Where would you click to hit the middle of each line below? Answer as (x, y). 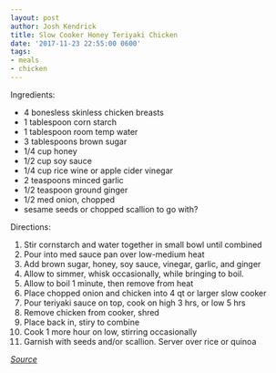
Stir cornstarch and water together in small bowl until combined (143, 244)
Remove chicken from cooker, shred (92, 312)
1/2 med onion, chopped (69, 199)
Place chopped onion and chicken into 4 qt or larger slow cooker (145, 293)
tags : (20, 52)
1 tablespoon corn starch (70, 122)
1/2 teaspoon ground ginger (76, 190)
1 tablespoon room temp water (81, 131)
